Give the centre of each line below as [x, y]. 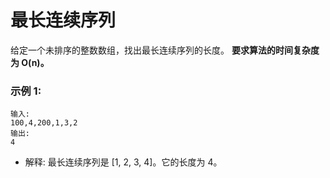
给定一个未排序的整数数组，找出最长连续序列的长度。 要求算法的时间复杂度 [165, 50]
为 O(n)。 [30, 62]
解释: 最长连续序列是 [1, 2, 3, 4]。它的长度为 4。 [123, 162]
